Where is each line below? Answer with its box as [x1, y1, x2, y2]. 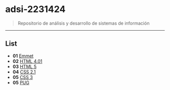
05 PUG [12, 79, 29, 85]
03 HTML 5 [12, 63, 37, 69]
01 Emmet [12, 53, 34, 59]
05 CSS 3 [12, 74, 33, 80]
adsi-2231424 [5, 4, 66, 15]
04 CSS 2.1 [12, 69, 36, 75]
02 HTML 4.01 [12, 58, 42, 64]
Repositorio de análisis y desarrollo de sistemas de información [17, 20, 150, 26]
